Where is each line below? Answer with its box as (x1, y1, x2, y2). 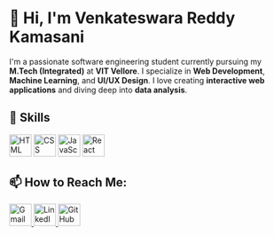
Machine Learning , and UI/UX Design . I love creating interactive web (9, 75, 265, 85)
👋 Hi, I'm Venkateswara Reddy (9, 8, 236, 28)
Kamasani (9, 27, 85, 47)
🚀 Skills (9, 110, 51, 125)
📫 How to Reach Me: (9, 175, 127, 190)
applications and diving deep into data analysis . (9, 84, 188, 95)
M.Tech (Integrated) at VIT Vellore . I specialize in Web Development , (9, 66, 265, 76)
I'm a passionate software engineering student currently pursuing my (9, 56, 262, 67)
